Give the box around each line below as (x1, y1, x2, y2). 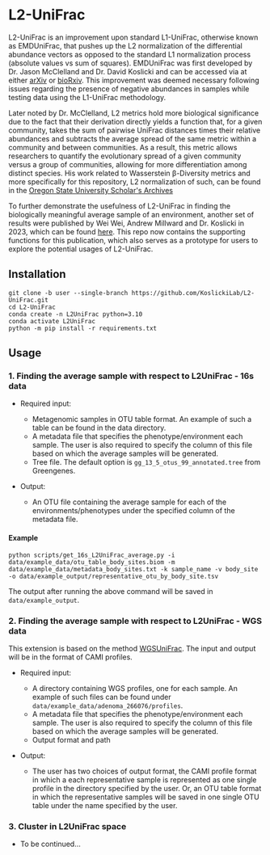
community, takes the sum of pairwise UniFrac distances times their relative (8, 125, 261, 135)
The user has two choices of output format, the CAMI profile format (32, 766, 257, 776)
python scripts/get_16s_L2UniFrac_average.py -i (8, 551, 175, 559)
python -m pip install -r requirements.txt (8, 324, 158, 332)
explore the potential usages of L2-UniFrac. (8, 244, 154, 254)
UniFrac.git (8, 296, 49, 304)
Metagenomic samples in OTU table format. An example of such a (32, 415, 252, 424)
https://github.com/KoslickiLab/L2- (131, 289, 255, 297)
